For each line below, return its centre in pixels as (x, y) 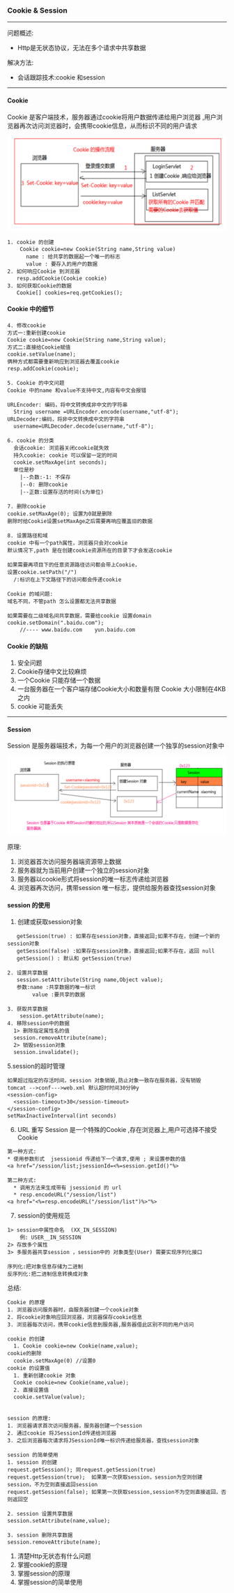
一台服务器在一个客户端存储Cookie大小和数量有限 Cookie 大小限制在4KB (122, 689)
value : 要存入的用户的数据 (62, 264)
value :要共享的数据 (59, 995)
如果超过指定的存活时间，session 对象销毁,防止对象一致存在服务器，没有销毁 (104, 1081)
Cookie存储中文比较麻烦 (52, 672)
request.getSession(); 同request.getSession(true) (82, 1470)
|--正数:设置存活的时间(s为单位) (62, 492)
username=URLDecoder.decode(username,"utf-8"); (84, 426)
